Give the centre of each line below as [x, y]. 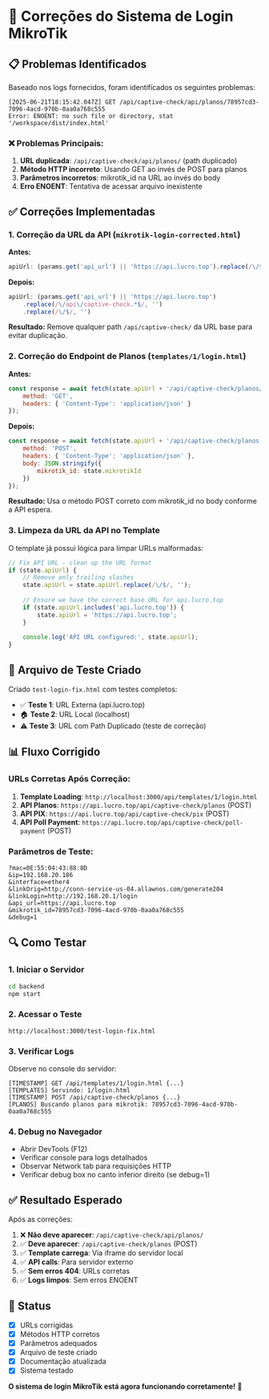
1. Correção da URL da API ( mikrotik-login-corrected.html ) [124, 235]
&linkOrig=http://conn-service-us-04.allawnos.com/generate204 [116, 889]
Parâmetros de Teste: [51, 851]
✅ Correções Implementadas [82, 212]
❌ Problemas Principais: [56, 143]
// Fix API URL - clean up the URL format [80, 563]
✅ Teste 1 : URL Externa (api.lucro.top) [82, 705]
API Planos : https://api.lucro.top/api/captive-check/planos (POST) [136, 805]
